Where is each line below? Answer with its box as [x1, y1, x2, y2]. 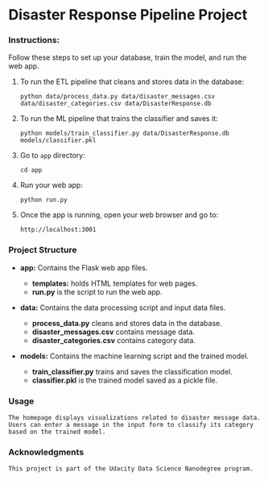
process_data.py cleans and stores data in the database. [31, 318, 223, 328]
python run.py [19, 196, 68, 204]
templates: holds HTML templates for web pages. [31, 278, 198, 288]
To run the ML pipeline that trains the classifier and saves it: [19, 114, 219, 123]
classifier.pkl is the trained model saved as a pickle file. [31, 375, 218, 385]
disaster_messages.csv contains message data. [31, 327, 196, 337]
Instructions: [8, 35, 60, 46]
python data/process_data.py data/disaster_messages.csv [19, 93, 216, 101]
